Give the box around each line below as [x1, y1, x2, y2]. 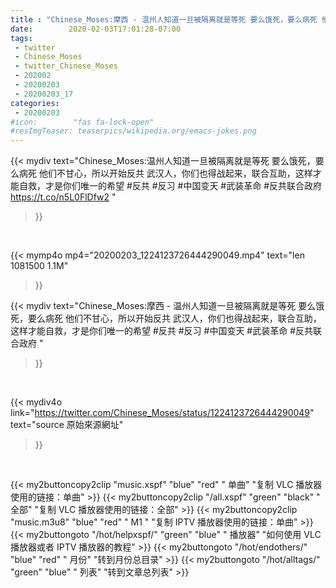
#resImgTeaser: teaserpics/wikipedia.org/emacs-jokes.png [10, 126, 257, 136]
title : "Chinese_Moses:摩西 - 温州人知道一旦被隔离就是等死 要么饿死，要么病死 [10, 14, 318, 25]
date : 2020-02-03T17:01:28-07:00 [10, 24, 182, 34]
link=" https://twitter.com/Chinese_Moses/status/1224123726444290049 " [10, 407, 315, 419]
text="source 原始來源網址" [10, 419, 124, 431]
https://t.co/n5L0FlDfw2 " [10, 191, 117, 203]
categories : [10, 98, 60, 108]
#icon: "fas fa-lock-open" [10, 117, 155, 127]
